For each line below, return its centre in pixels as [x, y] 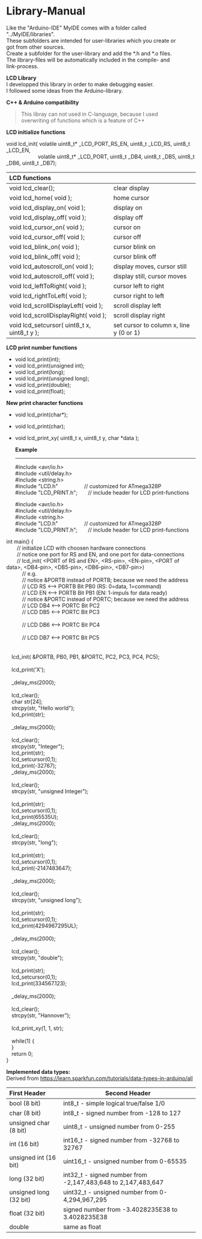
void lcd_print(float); [40, 391]
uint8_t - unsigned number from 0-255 [119, 1126]
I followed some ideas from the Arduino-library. [65, 90]
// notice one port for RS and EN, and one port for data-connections [101, 554]
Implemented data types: [38, 1071]
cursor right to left [139, 295]
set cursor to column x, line [152, 325]
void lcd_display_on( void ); [47, 207]
